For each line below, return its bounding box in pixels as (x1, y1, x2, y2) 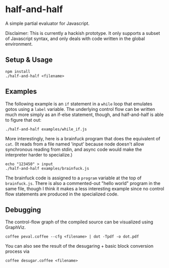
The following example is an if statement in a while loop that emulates (5, 100, 153, 107)
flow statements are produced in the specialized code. (5, 191, 119, 197)
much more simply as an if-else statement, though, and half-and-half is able (5, 111, 164, 118)
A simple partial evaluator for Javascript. (5, 20, 90, 26)
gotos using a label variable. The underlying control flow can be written (5, 106, 155, 112)
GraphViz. (5, 224, 26, 231)
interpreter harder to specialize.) (5, 151, 73, 158)
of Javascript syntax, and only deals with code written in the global (5, 35, 145, 42)
